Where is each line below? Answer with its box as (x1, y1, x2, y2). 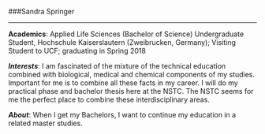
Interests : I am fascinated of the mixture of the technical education (8, 61, 226, 70)
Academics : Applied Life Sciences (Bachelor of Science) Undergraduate (8, 29, 244, 39)
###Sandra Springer (8, 7, 75, 16)
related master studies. (8, 118, 83, 128)
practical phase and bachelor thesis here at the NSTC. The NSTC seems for (8, 87, 254, 95)
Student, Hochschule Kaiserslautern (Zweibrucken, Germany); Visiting (8, 38, 237, 47)
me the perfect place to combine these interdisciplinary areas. (8, 95, 211, 104)
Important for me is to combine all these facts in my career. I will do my (8, 78, 238, 87)
